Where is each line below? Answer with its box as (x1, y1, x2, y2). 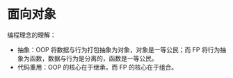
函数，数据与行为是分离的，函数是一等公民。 (29, 54, 158, 63)
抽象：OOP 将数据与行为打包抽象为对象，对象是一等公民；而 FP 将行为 (17, 45, 220, 54)
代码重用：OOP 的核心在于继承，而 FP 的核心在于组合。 (17, 63, 178, 71)
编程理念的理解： (7, 31, 56, 39)
